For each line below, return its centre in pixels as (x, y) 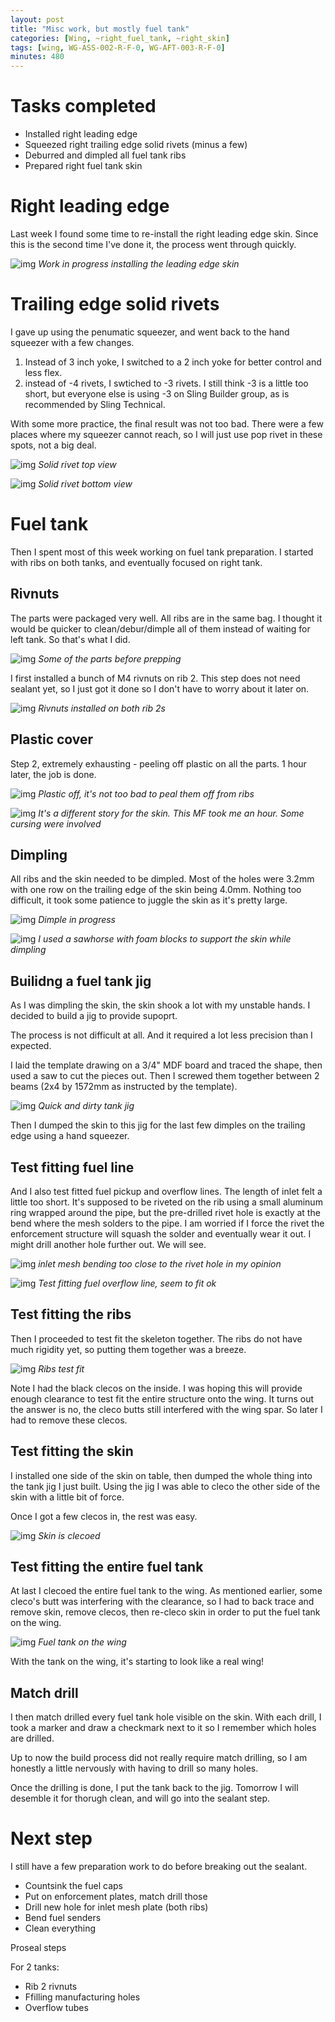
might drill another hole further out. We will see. (108, 1244)
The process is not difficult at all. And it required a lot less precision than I (161, 1035)
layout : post (37, 19)
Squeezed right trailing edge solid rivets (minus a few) (136, 145)
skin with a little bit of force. (67, 1497)
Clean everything (60, 1928)
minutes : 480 (37, 57)
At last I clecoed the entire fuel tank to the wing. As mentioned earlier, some (166, 1591)
